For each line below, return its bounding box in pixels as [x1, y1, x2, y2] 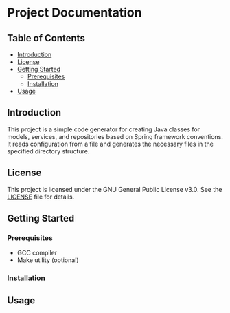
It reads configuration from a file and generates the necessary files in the [7, 140, 214, 148]
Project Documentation [7, 5, 142, 21]
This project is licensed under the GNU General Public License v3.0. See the [7, 185, 222, 193]
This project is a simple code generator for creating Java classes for [7, 125, 200, 133]
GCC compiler [16, 249, 58, 257]
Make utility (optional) [16, 256, 79, 264]
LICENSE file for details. [7, 193, 75, 201]
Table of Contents [7, 32, 86, 44]
